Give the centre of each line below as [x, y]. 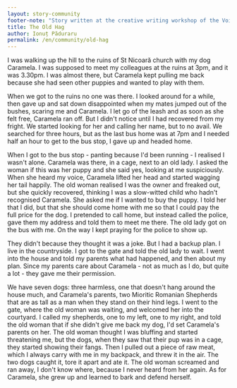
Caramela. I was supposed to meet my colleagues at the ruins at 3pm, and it [118, 68]
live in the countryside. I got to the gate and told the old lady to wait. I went [116, 251]
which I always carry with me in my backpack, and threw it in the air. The [113, 355]
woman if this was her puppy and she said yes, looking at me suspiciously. [116, 170]
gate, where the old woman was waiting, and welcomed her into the [106, 310]
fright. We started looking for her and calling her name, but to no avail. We [115, 126]
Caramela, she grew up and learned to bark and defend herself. [99, 377]
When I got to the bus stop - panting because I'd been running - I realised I [116, 155]
